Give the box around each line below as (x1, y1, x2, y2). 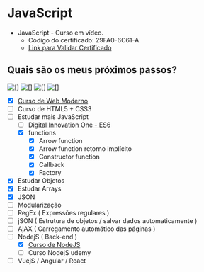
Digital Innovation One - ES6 (28, 120, 111, 129)
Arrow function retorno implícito (38, 144, 132, 153)
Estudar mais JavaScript (17, 112, 89, 121)
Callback (38, 161, 65, 169)
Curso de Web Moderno (17, 96, 89, 105)
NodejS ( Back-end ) (17, 232, 78, 241)
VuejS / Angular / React (17, 256, 86, 265)
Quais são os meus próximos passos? (7, 64, 177, 76)
